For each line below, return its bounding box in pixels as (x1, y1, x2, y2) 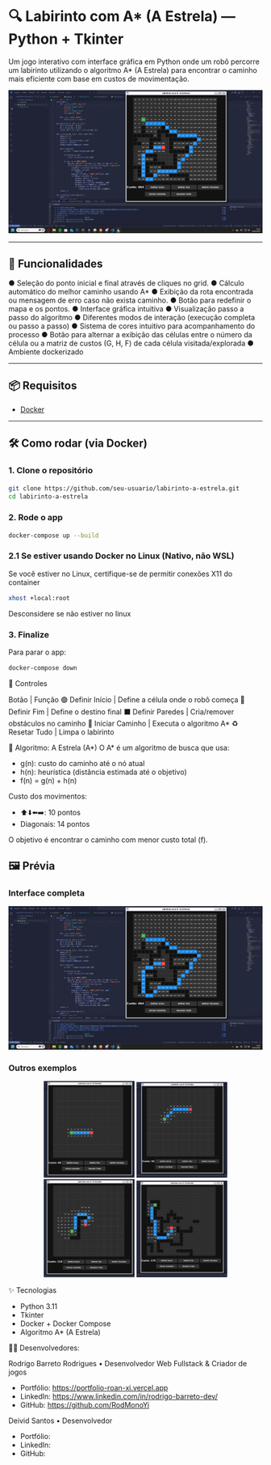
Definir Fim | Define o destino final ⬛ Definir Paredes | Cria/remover (8, 706, 235, 717)
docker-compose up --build (8, 531, 99, 540)
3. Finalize (8, 629, 50, 640)
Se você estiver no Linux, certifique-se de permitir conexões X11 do (8, 569, 233, 578)
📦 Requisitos (8, 379, 77, 393)
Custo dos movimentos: (8, 791, 87, 801)
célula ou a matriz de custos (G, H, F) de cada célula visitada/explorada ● (8, 338, 254, 349)
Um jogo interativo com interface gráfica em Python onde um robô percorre (8, 57, 260, 66)
